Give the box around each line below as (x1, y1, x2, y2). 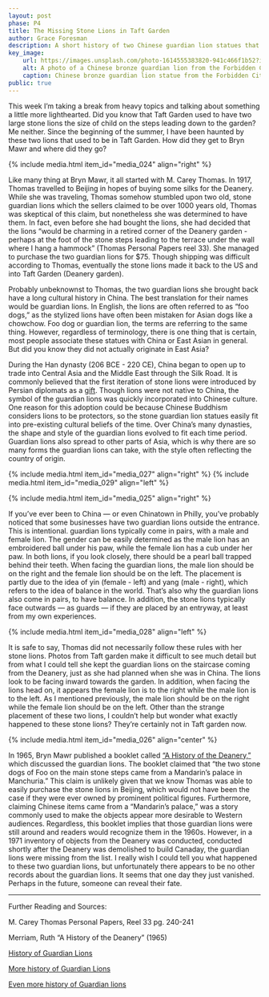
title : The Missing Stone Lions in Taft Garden (8, 27, 171, 35)
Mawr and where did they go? (8, 144, 107, 153)
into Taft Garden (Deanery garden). (8, 268, 124, 278)
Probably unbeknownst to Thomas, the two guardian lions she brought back (8, 284, 259, 294)
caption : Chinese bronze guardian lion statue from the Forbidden (22, 72, 249, 80)
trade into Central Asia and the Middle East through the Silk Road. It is (8, 368, 238, 378)
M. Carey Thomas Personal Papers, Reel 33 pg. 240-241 (8, 917, 195, 926)
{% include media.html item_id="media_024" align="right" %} (8, 159, 212, 169)
